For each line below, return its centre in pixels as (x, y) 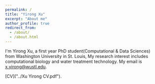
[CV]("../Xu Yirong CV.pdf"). (33, 76)
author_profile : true (27, 23)
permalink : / (19, 10)
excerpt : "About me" (26, 19)
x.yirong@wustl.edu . (26, 66)
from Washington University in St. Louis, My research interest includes (77, 56)
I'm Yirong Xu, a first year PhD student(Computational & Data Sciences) (78, 51)
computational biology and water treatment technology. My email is (74, 61)
